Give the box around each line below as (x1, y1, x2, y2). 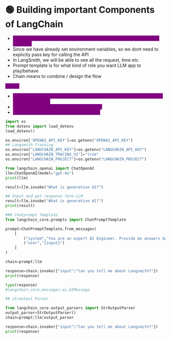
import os (5, 119, 26, 124)
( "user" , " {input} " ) (23, 241, 65, 246)
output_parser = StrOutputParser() (5, 310, 76, 316)
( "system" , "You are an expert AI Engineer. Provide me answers (23, 236, 160, 241)
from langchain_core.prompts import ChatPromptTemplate (5, 217, 126, 222)
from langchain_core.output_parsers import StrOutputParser (5, 305, 136, 311)
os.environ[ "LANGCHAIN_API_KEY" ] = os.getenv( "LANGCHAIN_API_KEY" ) (5, 147, 147, 152)
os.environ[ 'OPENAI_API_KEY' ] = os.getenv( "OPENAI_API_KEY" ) (5, 138, 133, 143)
